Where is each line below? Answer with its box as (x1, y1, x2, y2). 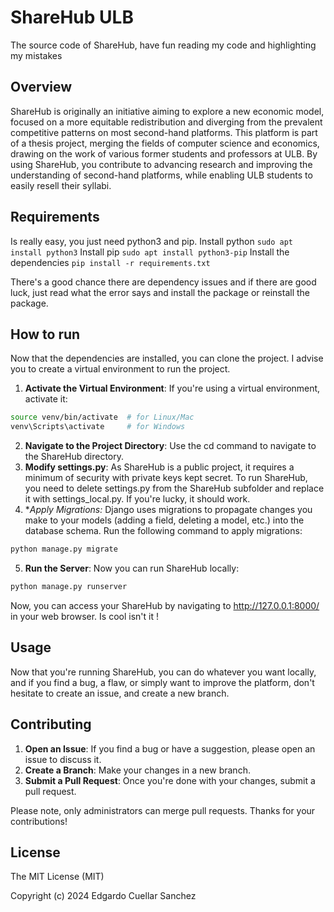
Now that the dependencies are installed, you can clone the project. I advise (10, 352, 324, 365)
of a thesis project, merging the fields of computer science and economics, (10, 137, 320, 149)
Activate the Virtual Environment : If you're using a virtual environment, (24, 382, 321, 395)
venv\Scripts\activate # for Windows (10, 422, 186, 432)
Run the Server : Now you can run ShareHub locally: (24, 562, 240, 574)
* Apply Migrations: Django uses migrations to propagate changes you (24, 504, 313, 516)
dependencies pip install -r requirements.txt (10, 256, 211, 268)
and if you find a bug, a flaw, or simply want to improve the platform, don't (10, 676, 315, 688)
